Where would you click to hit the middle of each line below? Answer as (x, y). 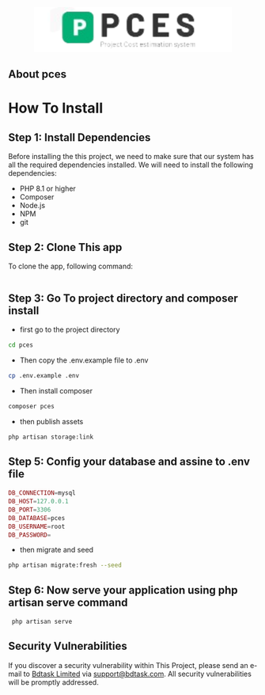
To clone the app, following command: (70, 266)
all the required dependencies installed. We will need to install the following (131, 165)
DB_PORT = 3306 (30, 510)
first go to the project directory (70, 329)
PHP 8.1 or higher (48, 188)
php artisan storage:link (51, 437)
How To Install (56, 108)
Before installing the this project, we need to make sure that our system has (131, 157)
